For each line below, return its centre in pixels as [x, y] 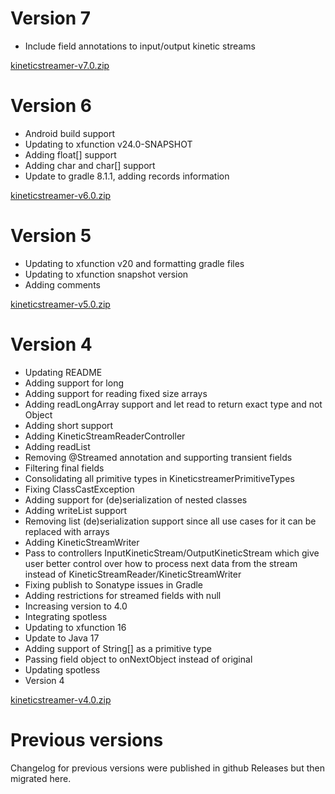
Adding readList [57, 446]
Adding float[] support [70, 154]
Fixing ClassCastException [79, 489]
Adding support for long [74, 383]
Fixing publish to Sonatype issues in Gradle [114, 584]
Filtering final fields [64, 468]
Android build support [70, 133]
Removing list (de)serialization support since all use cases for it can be [170, 521]
